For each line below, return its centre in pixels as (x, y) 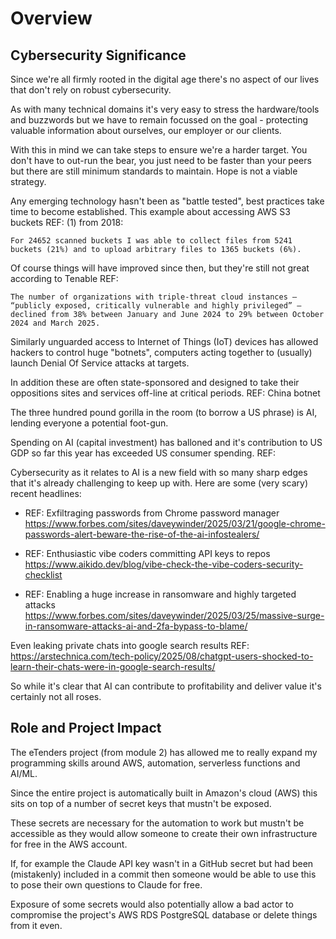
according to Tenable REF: (64, 278)
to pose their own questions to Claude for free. (106, 884)
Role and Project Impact (86, 728)
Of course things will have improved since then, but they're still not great (160, 268)
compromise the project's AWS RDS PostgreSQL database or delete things (164, 914)
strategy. (28, 181)
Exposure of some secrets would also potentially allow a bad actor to (152, 904)
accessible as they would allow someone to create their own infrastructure (164, 833)
